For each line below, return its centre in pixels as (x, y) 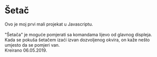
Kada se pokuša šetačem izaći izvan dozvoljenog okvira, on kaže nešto (77, 40)
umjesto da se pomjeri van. (32, 45)
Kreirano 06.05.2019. (26, 50)
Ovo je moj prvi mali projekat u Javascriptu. (49, 24)
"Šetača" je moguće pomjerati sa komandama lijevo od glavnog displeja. (78, 34)
